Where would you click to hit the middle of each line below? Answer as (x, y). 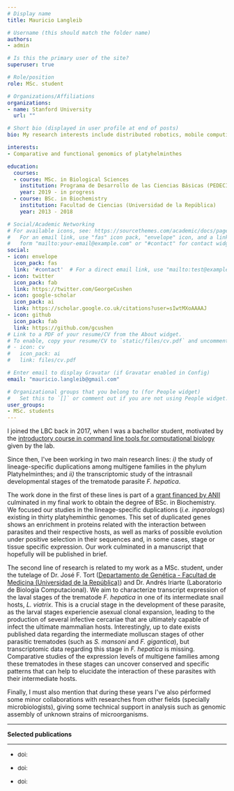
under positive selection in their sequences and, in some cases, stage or (111, 540)
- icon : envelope (32, 257)
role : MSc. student (36, 84)
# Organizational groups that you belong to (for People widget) (104, 392)
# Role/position (31, 77)
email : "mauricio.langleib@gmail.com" (63, 379)
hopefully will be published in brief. (57, 554)
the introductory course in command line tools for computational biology (111, 439)
